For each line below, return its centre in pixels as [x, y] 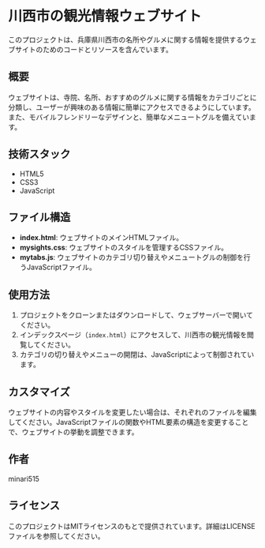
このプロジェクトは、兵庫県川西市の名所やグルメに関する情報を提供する [125, 39]
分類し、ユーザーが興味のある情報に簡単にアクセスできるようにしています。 [132, 107]
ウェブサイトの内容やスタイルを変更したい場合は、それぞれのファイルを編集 [132, 412]
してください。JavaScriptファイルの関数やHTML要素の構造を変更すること [129, 422]
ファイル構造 [39, 217]
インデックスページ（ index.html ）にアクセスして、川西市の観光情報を [133, 335]
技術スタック [39, 154]
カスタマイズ [39, 392]
